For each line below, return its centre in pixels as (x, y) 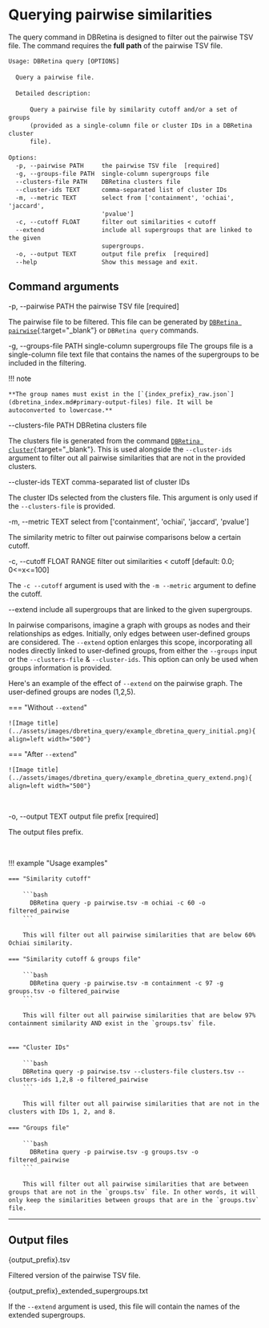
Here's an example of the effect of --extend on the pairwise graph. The (125, 683)
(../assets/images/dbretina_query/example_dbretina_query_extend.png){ (130, 778)
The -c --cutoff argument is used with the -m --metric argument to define (132, 585)
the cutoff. (25, 594)
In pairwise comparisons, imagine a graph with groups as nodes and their (129, 625)
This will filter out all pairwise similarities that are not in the (141, 1103)
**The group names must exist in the (71, 394)
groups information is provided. (60, 668)
